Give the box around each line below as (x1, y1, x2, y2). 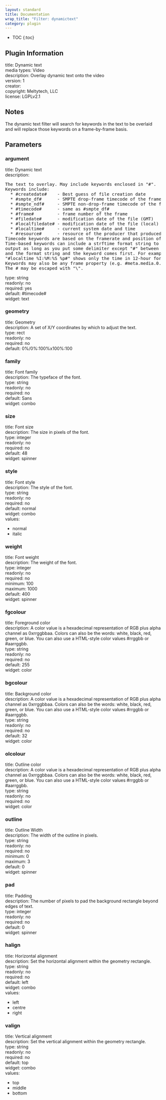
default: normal (5, 505, 36, 511)
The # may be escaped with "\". (5, 265, 83, 271)
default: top (5, 1059, 29, 1065)
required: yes (5, 285, 32, 291)
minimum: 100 (5, 581, 34, 587)
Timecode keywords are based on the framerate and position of (5, 236, 162, 241)
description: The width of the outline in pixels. (5, 832, 98, 838)
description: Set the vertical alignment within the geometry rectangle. (5, 1039, 146, 1045)
